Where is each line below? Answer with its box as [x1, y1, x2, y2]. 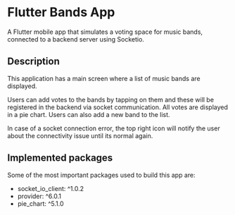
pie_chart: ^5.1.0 [17, 199, 65, 208]
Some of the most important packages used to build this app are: [7, 171, 196, 179]
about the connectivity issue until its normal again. [7, 131, 153, 140]
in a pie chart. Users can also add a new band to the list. [7, 110, 170, 118]
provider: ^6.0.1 [17, 192, 62, 200]
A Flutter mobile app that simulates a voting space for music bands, [7, 27, 203, 36]
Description [7, 56, 60, 68]
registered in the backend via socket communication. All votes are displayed [7, 103, 229, 111]
